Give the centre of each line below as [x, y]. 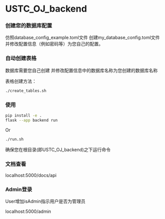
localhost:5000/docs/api [31, 175]
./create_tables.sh [26, 91]
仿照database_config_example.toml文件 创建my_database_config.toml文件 [82, 38]
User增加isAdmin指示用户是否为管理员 [45, 201]
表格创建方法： [21, 81]
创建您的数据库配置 [29, 26]
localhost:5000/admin [28, 211]
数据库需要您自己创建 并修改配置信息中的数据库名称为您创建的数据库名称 [81, 70]
